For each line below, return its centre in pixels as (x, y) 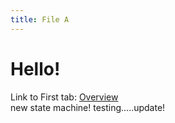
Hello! (35, 68)
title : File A (40, 19)
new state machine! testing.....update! (88, 107)
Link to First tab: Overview (64, 97)
